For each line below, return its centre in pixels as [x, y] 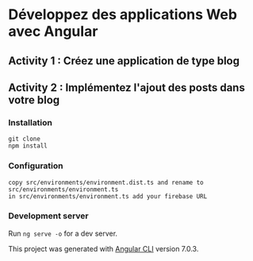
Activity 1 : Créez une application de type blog [124, 61]
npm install [28, 146]
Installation [31, 122]
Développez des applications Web [123, 15]
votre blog [34, 100]
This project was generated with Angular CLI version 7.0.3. [103, 248]
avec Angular [53, 31]
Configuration [36, 166]
